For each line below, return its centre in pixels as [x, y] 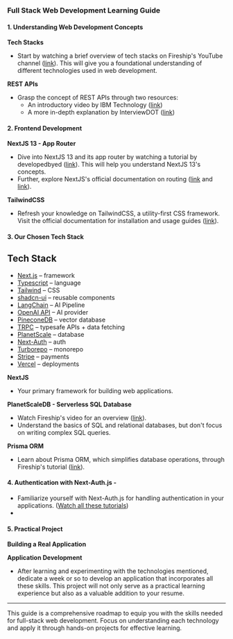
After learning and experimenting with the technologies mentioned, [113, 571]
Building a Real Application [47, 545]
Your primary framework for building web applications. [95, 390]
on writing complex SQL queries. [64, 432]
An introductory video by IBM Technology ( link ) [95, 105]
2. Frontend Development [45, 128]
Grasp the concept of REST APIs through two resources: [98, 98]
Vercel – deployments [48, 364]
